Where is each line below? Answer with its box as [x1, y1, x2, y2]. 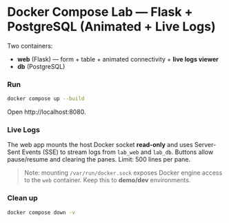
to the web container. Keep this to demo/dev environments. [23, 176, 191, 184]
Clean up [7, 193, 38, 203]
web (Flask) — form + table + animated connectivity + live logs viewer [17, 55, 219, 63]
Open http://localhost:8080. [7, 108, 86, 116]
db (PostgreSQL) [17, 62, 66, 70]
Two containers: [7, 41, 53, 50]
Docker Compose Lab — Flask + [7, 4, 193, 20]
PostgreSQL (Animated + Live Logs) [7, 19, 216, 35]
